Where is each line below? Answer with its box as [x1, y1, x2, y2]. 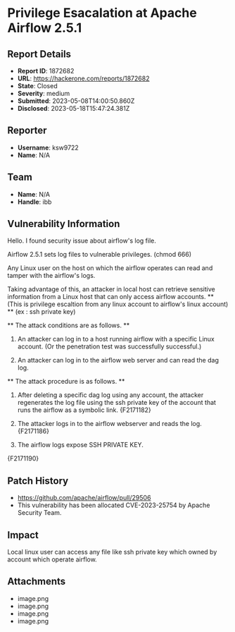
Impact [7, 529, 39, 541]
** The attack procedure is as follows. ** [7, 377, 125, 386]
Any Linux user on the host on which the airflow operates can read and [7, 264, 213, 272]
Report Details [7, 48, 72, 60]
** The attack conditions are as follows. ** [7, 321, 130, 329]
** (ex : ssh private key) [7, 308, 76, 316]
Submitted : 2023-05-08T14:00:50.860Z [17, 97, 135, 105]
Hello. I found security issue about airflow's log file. [7, 236, 156, 245]
